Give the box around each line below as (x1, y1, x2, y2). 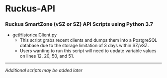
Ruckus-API (5, 3, 56, 14)
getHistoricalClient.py (12, 32, 57, 38)
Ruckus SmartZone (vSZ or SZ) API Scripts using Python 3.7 (5, 21, 153, 28)
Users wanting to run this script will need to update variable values (19, 48, 157, 54)
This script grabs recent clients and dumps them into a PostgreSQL (19, 37, 158, 43)
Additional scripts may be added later (5, 68, 83, 74)
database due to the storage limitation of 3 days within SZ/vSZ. (19, 43, 149, 49)
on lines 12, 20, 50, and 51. (19, 53, 75, 59)
